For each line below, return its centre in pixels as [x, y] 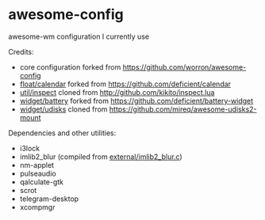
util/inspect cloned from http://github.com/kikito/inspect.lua [117, 92]
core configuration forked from [70, 67]
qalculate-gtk [42, 182]
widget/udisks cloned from [63, 109]
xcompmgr [37, 207]
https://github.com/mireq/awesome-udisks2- [183, 109]
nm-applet [36, 165]
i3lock [30, 148]
